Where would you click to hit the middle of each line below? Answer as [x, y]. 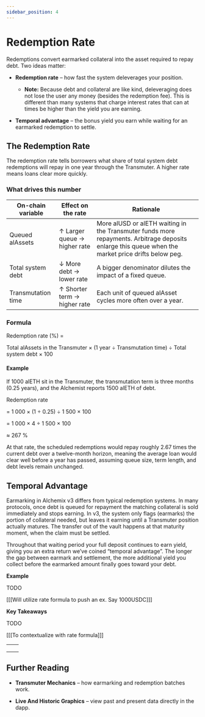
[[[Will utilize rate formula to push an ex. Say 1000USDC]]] [79, 599]
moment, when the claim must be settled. [58, 533]
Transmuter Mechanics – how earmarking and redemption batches [100, 683]
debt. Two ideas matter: [36, 65]
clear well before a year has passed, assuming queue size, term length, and [101, 460]
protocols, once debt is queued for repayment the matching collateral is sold [102, 506]
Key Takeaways [27, 611]
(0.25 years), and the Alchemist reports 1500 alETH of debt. [81, 388]
